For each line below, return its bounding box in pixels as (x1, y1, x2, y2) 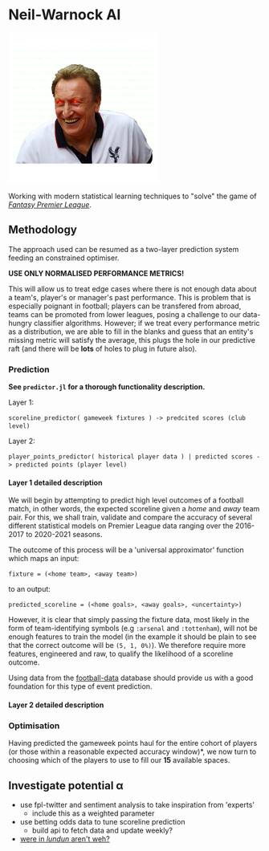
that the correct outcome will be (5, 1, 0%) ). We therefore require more (8, 641, 247, 650)
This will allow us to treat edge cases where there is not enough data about (8, 283, 257, 294)
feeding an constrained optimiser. (8, 253, 120, 263)
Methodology (8, 223, 78, 237)
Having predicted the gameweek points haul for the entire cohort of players (8, 739, 258, 748)
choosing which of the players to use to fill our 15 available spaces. (8, 755, 230, 765)
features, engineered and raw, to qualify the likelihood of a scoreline (8, 649, 234, 659)
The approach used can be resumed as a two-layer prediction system (8, 244, 239, 254)
